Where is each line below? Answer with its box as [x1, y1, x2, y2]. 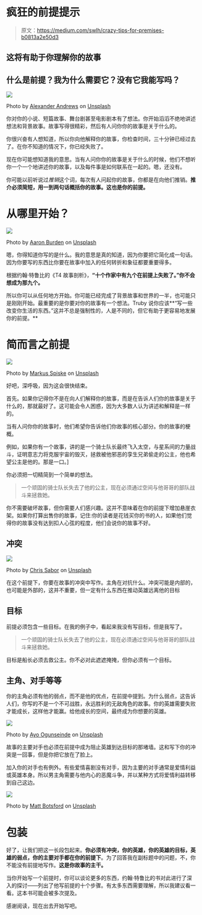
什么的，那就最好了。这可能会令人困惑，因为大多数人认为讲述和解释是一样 [6, 403, 191, 410]
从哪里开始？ [6, 207, 70, 221]
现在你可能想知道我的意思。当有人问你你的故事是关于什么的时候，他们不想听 [6, 156, 196, 163]
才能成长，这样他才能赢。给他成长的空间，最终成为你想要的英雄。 [6, 707, 170, 715]
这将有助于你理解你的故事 [6, 53, 101, 63]
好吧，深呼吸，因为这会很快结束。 [6, 382, 91, 389]
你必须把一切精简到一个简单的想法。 [6, 471, 96, 479]
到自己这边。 [6, 779, 38, 786]
